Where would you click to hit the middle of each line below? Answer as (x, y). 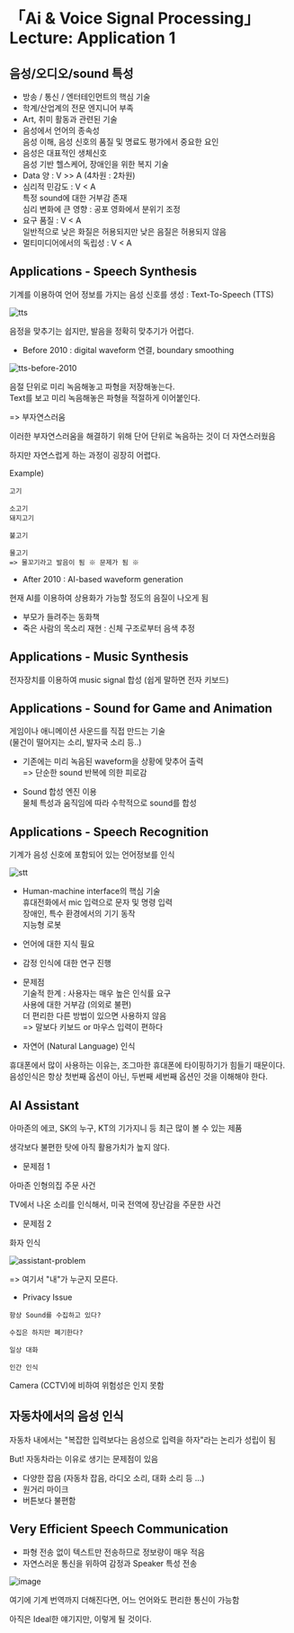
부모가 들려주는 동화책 (61, 617)
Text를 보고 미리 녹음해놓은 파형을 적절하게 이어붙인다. (105, 397)
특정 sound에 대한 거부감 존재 (75, 198)
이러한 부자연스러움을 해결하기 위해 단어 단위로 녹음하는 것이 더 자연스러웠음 (143, 436)
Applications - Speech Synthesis (103, 272)
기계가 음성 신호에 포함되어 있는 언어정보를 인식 (92, 855)
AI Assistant (44, 1105)
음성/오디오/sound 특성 (71, 73)
